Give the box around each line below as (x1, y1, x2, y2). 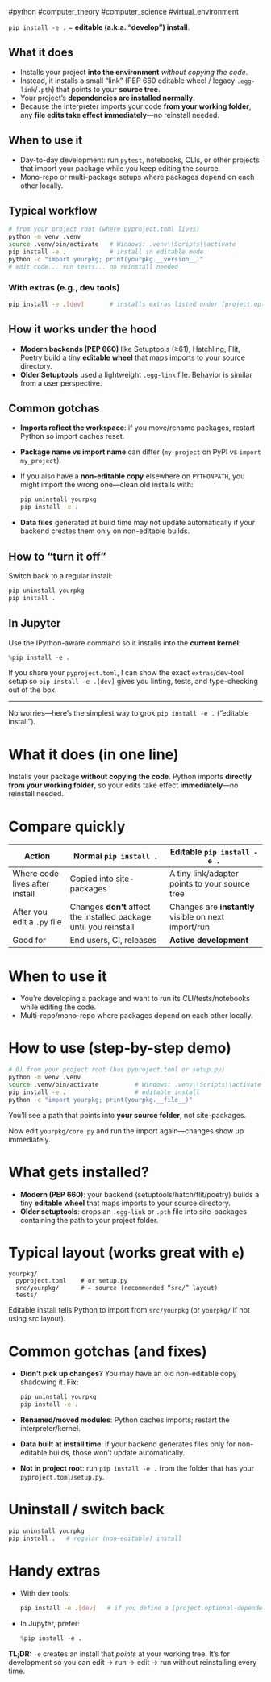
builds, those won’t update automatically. (48, 1448, 186, 1458)
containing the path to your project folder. (19, 1215, 159, 1225)
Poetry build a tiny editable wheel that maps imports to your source (19, 353, 246, 362)
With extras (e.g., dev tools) (8, 282, 120, 293)
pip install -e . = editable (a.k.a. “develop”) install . (8, 23, 190, 31)
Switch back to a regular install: (8, 571, 113, 581)
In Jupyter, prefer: (19, 1618, 81, 1628)
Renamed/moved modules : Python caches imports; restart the (19, 1415, 230, 1425)
